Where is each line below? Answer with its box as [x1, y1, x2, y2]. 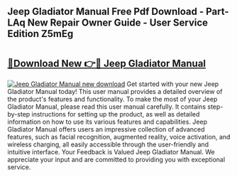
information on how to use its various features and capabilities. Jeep [7, 117, 208, 126]
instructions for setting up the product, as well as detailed [31, 110, 200, 118]
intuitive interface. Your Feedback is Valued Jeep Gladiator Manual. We [7, 148, 215, 156]
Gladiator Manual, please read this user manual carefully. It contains [7, 102, 206, 111]
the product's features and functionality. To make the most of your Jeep [7, 95, 218, 103]
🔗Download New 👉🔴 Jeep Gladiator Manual [7, 57, 206, 70]
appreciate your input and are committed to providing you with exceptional [7, 156, 226, 163]
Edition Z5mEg [7, 28, 74, 40]
